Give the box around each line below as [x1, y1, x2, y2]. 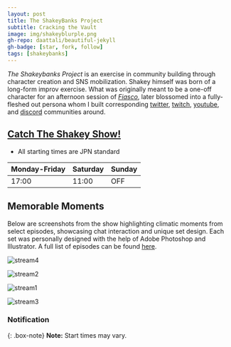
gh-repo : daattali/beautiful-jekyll [7, 37, 116, 44]
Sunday [110, 164, 138, 174]
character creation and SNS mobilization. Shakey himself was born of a [7, 77, 216, 86]
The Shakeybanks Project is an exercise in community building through [7, 69, 216, 78]
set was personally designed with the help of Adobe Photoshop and [7, 234, 206, 243]
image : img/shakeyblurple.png [7, 30, 97, 38]
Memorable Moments [7, 200, 104, 212]
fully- [208, 92, 224, 100]
